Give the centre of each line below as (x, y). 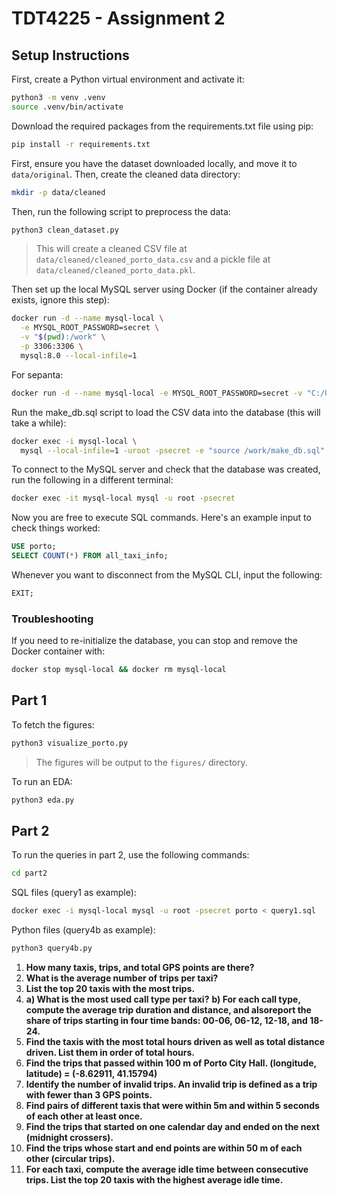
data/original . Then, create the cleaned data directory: (126, 174)
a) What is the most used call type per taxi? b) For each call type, (163, 999)
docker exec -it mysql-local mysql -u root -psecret (123, 498)
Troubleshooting (52, 619)
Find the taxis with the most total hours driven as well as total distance (175, 1042)
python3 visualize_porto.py (70, 743)
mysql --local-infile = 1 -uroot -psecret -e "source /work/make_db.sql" (173, 450)
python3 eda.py (43, 800)
